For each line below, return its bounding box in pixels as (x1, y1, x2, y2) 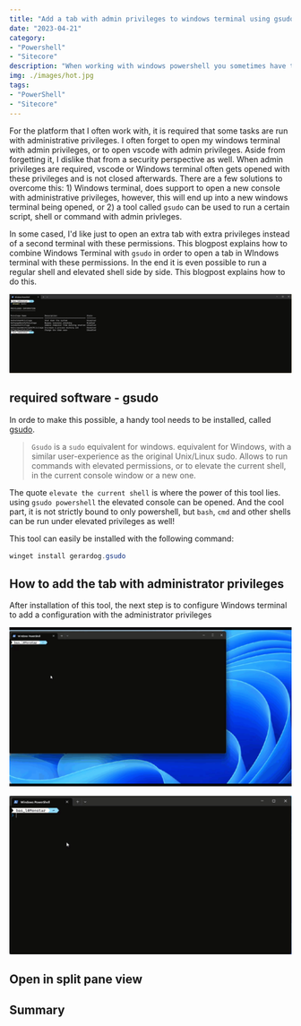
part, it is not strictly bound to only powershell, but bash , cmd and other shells (9, 506, 291, 517)
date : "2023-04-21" (9, 23, 82, 33)
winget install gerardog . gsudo (9, 551, 126, 560)
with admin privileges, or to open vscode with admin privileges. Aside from (9, 144, 286, 155)
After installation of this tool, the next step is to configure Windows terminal (9, 600, 288, 611)
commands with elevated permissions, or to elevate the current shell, (30, 460, 287, 470)
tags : (9, 81, 30, 90)
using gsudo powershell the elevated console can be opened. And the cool (9, 496, 285, 507)
